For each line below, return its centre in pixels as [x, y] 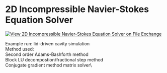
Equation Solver [39, 20]
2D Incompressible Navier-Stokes [77, 9]
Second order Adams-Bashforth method [47, 54]
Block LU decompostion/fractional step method [54, 59]
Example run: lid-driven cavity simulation [48, 43]
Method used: [20, 49]
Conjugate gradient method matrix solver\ [49, 65]
